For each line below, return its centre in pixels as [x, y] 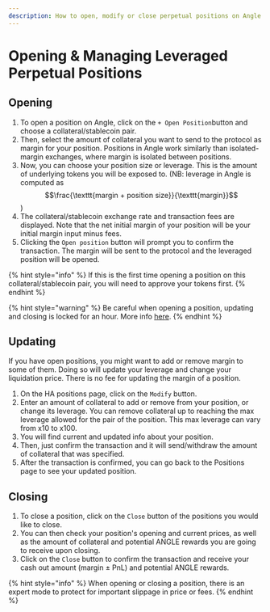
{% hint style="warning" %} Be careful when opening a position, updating [131, 307]
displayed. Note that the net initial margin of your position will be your [135, 225]
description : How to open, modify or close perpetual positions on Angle [135, 16]
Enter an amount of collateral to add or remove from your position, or [134, 403]
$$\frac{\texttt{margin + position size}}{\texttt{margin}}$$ [141, 195]
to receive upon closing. [60, 551]
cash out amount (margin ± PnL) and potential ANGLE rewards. [125, 568]
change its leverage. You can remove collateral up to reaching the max [137, 411]
